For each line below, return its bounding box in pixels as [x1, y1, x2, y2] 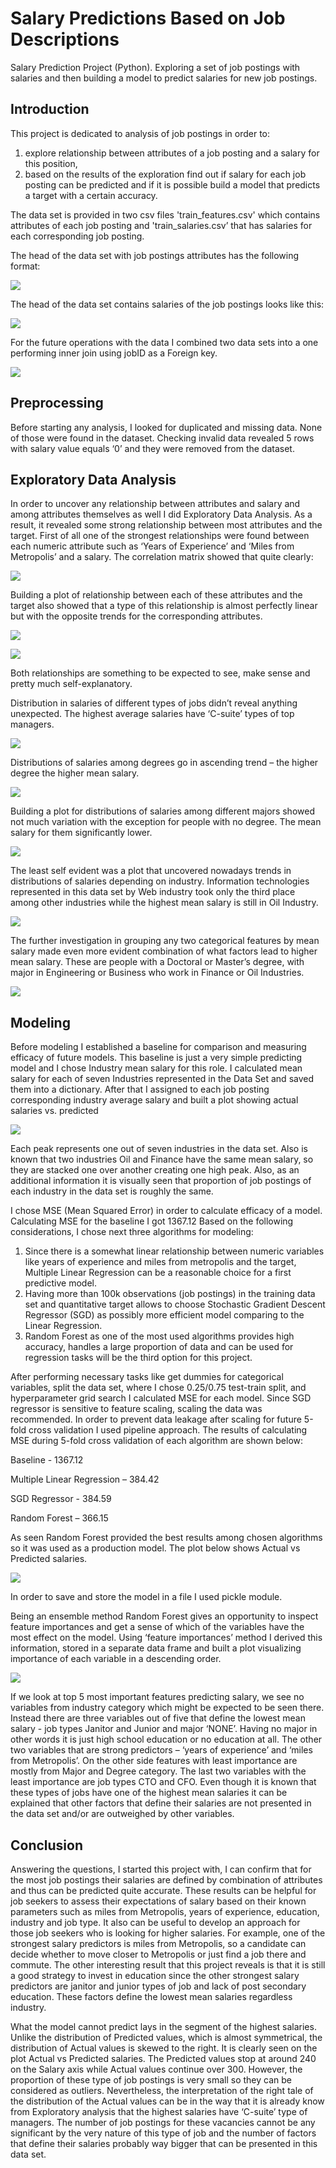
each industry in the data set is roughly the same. [10, 1185, 214, 1197]
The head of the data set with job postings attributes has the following [10, 249, 300, 261]
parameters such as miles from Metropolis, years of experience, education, [10, 1906, 320, 1917]
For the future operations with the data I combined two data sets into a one [10, 336, 319, 348]
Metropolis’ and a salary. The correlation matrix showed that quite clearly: [10, 551, 314, 563]
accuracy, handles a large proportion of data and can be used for [24, 1341, 294, 1353]
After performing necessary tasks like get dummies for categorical [10, 1371, 284, 1383]
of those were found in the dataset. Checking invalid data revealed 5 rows [10, 432, 315, 444]
